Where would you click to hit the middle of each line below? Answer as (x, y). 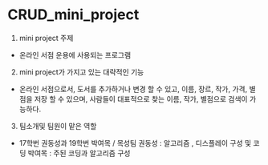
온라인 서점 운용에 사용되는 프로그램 (75, 54)
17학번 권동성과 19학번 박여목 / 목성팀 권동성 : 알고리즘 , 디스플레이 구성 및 (135, 143)
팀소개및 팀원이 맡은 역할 (58, 126)
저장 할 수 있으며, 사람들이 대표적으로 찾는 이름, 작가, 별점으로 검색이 (141, 99)
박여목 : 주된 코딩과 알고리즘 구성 (79, 153)
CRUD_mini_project (73, 15)
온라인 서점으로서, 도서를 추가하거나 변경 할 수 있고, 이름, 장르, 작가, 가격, (133, 89)
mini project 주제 (46, 38)
